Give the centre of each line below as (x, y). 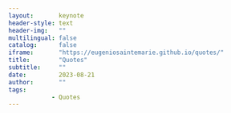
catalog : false (43, 45)
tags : (17, 90)
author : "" (37, 82)
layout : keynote (46, 16)
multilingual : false (43, 38)
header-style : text (41, 23)
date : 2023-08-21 (51, 75)
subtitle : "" (37, 68)
